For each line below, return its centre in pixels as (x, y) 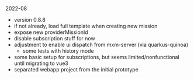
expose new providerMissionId (51, 32)
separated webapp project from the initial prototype (76, 69)
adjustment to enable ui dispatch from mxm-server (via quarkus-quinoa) (101, 44)
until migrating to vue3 (41, 63)
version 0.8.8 (30, 20)
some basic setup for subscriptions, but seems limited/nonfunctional (96, 57)
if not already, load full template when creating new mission (86, 26)
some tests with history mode (58, 51)
